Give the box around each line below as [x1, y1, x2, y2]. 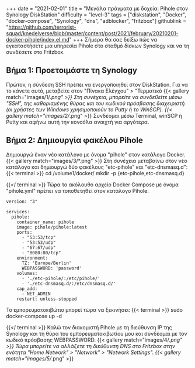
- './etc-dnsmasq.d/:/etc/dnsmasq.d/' [21, 281, 116, 287]
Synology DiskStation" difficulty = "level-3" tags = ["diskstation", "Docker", [6, 11, 187, 18]
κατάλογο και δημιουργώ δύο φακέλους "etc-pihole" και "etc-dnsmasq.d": [6, 163, 188, 171]
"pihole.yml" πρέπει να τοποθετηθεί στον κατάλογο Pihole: [6, 187, 149, 194]
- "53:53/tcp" [21, 234, 57, 240]
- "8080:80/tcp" [21, 250, 61, 255]
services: [6, 209, 30, 214]
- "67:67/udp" [21, 244, 57, 251]
